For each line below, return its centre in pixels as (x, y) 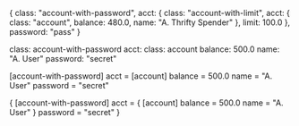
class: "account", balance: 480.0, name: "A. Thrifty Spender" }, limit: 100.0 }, (150, 22)
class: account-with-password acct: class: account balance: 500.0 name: (145, 49)
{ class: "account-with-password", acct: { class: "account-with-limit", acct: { (150, 13)
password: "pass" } (45, 32)
